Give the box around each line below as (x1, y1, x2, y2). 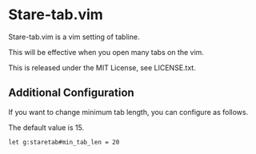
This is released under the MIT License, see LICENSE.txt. (8, 62, 196, 73)
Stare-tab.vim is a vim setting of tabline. (8, 32, 140, 41)
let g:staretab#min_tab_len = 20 (8, 138, 120, 146)
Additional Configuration (8, 86, 134, 100)
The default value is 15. (8, 122, 85, 132)
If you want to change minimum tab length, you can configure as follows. (8, 107, 249, 116)
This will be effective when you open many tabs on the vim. (8, 47, 204, 57)
